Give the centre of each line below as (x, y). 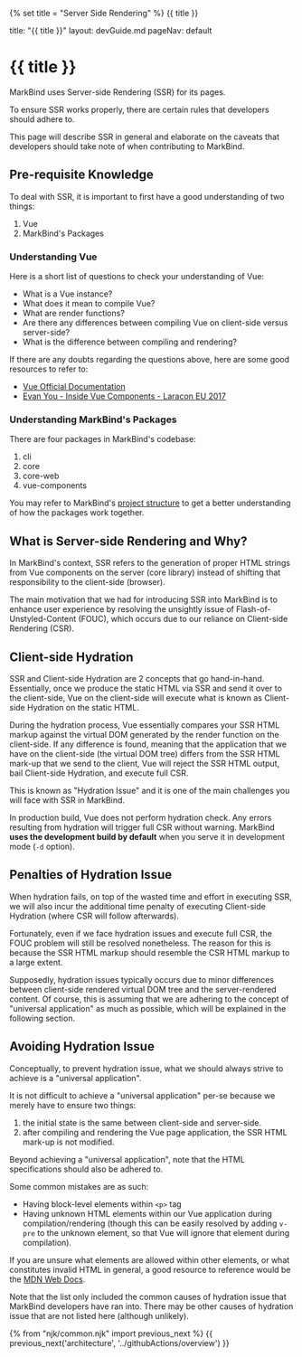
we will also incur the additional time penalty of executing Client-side (138, 906)
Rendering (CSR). (42, 628)
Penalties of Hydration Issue (91, 875)
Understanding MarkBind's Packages (94, 419)
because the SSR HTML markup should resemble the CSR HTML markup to (150, 952)
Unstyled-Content (43, 619)
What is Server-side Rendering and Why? (128, 541)
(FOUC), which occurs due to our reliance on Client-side (183, 619)
